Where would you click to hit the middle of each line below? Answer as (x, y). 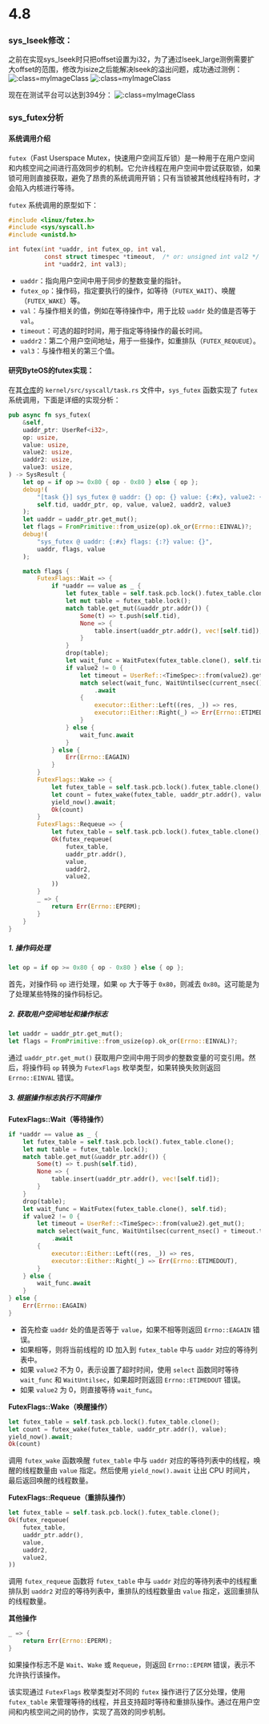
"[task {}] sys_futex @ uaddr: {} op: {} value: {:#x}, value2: (147, 497)
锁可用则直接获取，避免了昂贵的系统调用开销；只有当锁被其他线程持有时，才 (134, 178)
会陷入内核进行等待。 (43, 188)
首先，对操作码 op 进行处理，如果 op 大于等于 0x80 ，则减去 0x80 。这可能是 (130, 984)
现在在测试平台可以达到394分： (61, 95)
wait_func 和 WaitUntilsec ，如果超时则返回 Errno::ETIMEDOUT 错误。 (132, 1379)
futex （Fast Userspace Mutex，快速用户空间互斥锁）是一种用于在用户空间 (131, 158)
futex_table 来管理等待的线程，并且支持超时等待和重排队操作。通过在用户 (131, 1702)
